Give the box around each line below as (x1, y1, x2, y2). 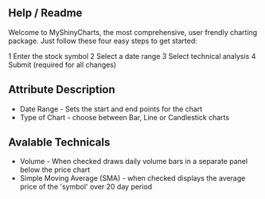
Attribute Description (8, 83, 115, 96)
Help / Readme (8, 6, 83, 20)
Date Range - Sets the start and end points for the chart (19, 103, 203, 114)
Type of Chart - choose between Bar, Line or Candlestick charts (19, 112, 230, 122)
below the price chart (19, 165, 91, 174)
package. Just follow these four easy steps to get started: (8, 36, 197, 45)
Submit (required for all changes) (8, 60, 117, 69)
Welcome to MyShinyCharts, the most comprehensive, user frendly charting (8, 27, 258, 37)
